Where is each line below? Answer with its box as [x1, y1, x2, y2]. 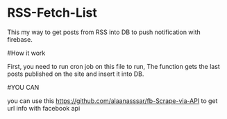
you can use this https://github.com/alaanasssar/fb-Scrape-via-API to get [7, 96, 218, 105]
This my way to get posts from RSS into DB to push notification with [7, 28, 201, 36]
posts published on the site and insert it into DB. [7, 70, 144, 78]
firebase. [7, 35, 33, 43]
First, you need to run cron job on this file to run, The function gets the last [7, 62, 220, 70]
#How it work [7, 49, 46, 57]
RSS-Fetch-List [7, 5, 97, 21]
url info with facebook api [7, 104, 81, 112]
